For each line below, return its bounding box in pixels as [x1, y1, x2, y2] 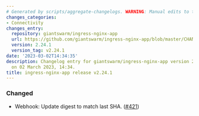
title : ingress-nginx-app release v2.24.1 [6, 70, 113, 76]
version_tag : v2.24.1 [11, 48, 65, 54]
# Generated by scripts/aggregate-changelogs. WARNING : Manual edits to [6, 8, 190, 15]
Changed [6, 89, 34, 98]
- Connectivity [6, 20, 44, 26]
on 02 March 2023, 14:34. [11, 64, 76, 70]
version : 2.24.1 [11, 42, 52, 48]
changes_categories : [6, 14, 57, 20]
